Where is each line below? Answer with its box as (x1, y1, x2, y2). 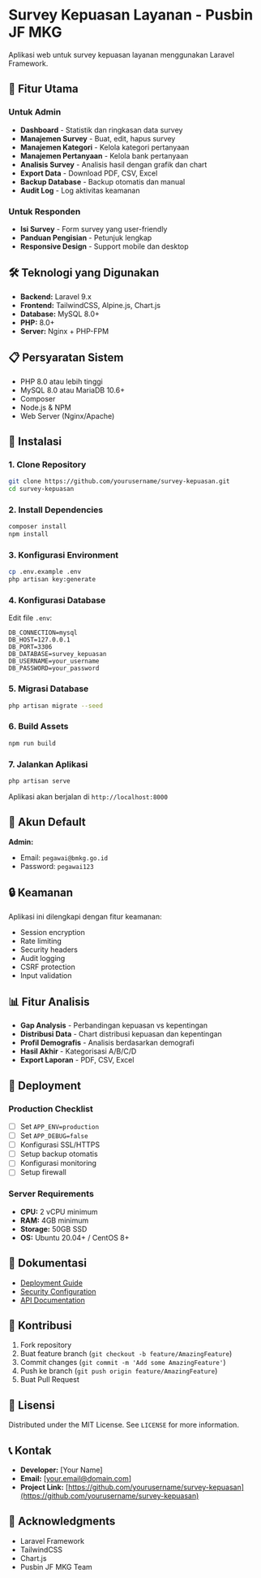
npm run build (8, 739, 57, 747)
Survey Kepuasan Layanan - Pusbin (8, 6, 254, 24)
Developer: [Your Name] (19, 1465, 103, 1475)
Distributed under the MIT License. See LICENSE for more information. (8, 1420, 239, 1430)
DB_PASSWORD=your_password (8, 664, 100, 672)
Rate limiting (19, 936, 62, 945)
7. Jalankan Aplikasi (8, 759, 88, 770)
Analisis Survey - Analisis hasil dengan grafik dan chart (19, 159, 208, 169)
